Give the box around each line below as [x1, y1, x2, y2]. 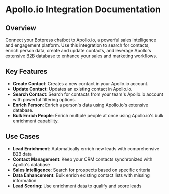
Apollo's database [12, 161, 50, 167]
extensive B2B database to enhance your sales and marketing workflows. [5, 53, 157, 59]
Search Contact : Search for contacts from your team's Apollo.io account [12, 91, 163, 97]
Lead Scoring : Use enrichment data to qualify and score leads [12, 183, 142, 189]
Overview [5, 24, 37, 32]
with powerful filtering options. [12, 96, 76, 102]
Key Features [5, 67, 48, 76]
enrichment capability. [12, 118, 59, 124]
